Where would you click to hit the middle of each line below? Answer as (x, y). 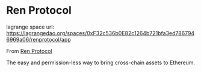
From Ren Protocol (29, 51)
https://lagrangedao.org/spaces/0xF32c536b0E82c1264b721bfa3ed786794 (100, 33)
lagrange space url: (30, 27)
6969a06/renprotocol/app (39, 39)
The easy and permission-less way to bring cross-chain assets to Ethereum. (101, 62)
